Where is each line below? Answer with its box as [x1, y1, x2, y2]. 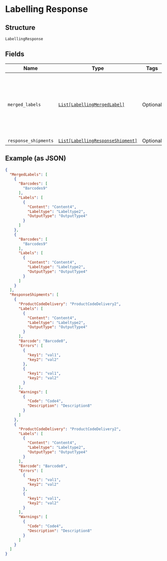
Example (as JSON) [5, 154, 66, 163]
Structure [5, 23, 36, 32]
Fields [5, 50, 25, 58]
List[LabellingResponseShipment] [58, 138, 138, 143]
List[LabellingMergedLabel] [58, 102, 125, 108]
